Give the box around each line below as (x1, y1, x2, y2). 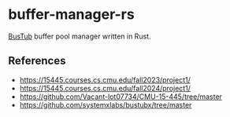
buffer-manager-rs (8, 5, 135, 24)
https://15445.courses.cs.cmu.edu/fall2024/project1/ (19, 83, 191, 93)
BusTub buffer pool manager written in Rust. (8, 31, 151, 41)
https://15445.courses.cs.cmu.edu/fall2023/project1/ (19, 75, 191, 84)
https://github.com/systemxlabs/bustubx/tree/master (19, 100, 192, 109)
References (8, 54, 66, 68)
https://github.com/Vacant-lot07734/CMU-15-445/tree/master (19, 92, 223, 101)
